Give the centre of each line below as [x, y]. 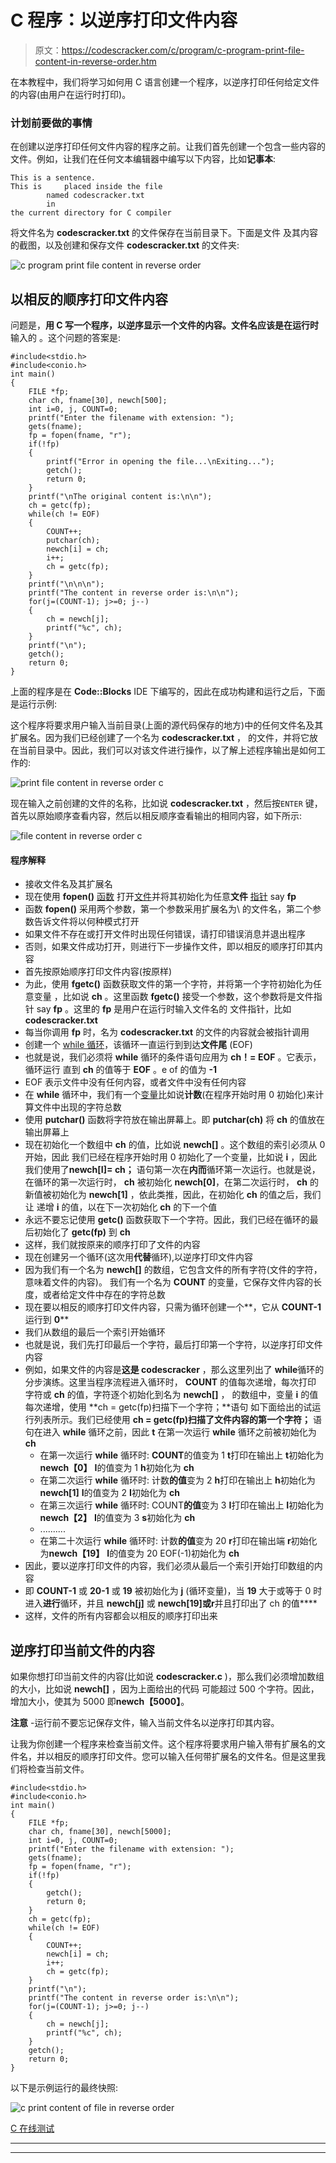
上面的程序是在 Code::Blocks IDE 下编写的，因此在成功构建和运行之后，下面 [168, 692]
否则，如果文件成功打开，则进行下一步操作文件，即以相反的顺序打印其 [169, 947]
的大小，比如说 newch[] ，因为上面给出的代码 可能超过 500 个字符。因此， [165, 1689]
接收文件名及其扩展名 [68, 884]
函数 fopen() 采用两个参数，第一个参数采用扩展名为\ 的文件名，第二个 [168, 909]
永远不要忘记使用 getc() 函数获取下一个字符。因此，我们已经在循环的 [167, 1220]
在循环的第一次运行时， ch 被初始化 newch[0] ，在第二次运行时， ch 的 [171, 1182]
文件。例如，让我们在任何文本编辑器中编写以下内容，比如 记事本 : [143, 159]
